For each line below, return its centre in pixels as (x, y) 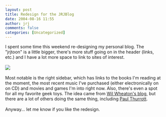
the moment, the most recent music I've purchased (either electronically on (82, 83)
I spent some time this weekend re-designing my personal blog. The (75, 47)
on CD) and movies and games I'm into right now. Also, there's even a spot (81, 88)
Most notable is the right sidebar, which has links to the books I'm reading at (83, 78)
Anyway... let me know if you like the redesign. (53, 109)
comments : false (22, 28)
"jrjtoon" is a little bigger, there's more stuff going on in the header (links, (80, 52)
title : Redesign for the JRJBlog (40, 14)
